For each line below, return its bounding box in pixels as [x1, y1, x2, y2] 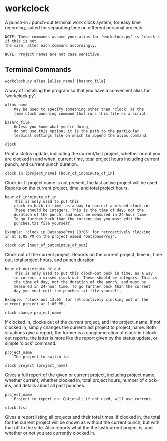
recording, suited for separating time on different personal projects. [5, 24, 144, 30]
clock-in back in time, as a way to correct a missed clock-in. [14, 203, 151, 208]
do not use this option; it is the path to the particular [14, 128, 140, 134]
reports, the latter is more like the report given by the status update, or [13, 335, 158, 341]
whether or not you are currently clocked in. [5, 430, 96, 436]
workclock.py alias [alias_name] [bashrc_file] [5, 78, 106, 84]
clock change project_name [5, 310, 61, 315]
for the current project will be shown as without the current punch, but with [5, 419, 160, 425]
